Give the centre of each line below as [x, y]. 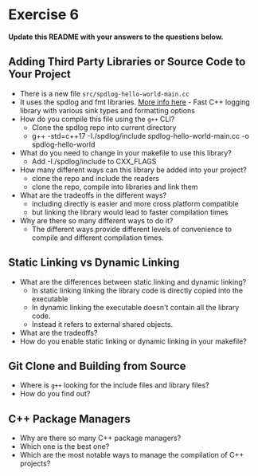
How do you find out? [55, 394]
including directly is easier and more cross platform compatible [135, 203]
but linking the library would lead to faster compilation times [130, 212]
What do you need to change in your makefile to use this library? [126, 152]
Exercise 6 [44, 15]
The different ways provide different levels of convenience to [132, 229]
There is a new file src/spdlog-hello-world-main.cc [104, 93]
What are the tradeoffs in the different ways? [93, 195]
